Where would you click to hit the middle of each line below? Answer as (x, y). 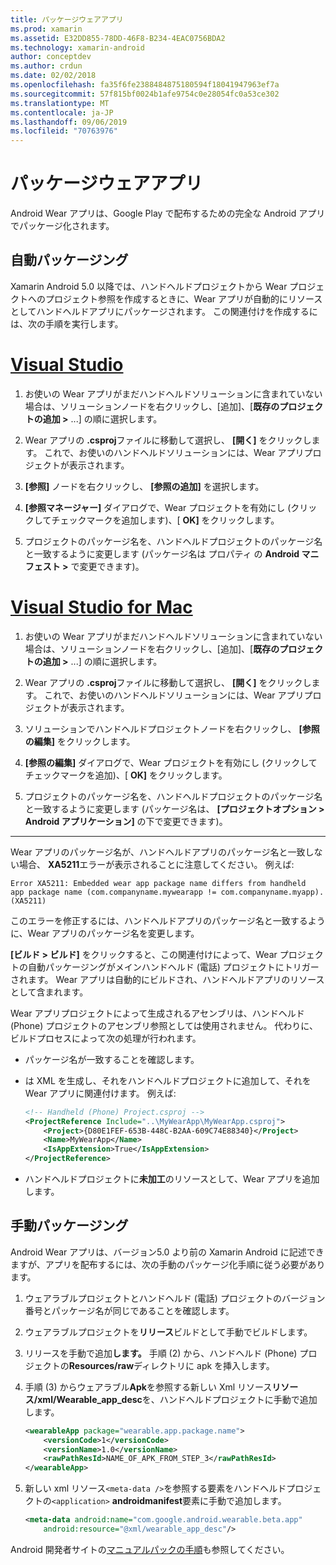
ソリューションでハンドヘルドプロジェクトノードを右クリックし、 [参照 (172, 728)
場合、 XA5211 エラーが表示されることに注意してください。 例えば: (156, 864)
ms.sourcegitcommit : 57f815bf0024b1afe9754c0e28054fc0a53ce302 (145, 94)
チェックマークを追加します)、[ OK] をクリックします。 (165, 520)
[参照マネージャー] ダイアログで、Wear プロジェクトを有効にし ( (158, 507)
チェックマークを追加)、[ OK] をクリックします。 (126, 775)
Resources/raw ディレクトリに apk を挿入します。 (171, 1365)
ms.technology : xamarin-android (77, 47)
